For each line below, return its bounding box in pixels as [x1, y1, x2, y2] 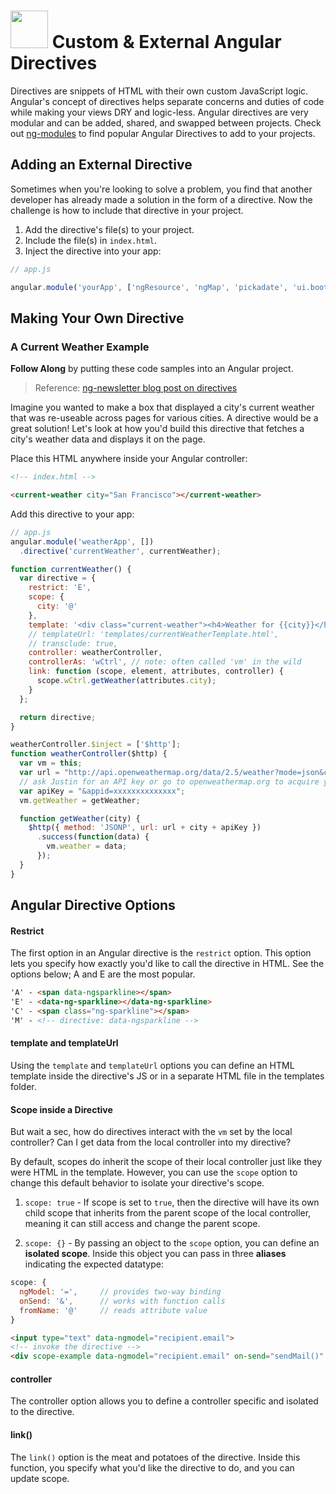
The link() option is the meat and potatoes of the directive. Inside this [10, 1451, 301, 1463]
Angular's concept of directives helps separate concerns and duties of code [10, 95, 325, 107]
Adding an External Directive [10, 156, 193, 174]
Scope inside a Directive [10, 1103, 113, 1115]
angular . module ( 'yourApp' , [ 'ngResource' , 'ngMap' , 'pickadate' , [10, 282, 288, 292]
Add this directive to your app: [10, 508, 135, 520]
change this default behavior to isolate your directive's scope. [10, 1177, 265, 1189]
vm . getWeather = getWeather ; [19, 795, 141, 805]
